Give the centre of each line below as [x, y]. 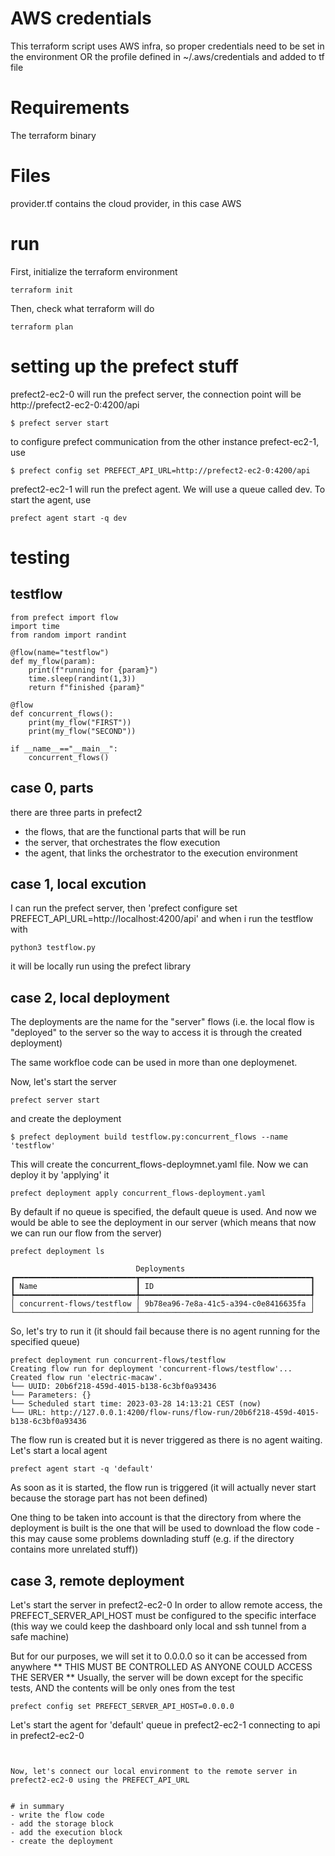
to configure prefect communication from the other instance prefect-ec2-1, [165, 441]
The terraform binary [53, 135]
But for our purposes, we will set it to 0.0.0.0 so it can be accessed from [159, 1656]
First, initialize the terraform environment [94, 271]
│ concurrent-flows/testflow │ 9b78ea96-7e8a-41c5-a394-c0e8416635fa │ [162, 1304]
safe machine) [40, 1636]
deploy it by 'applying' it [60, 1175]
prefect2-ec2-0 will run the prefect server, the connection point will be [156, 394]
